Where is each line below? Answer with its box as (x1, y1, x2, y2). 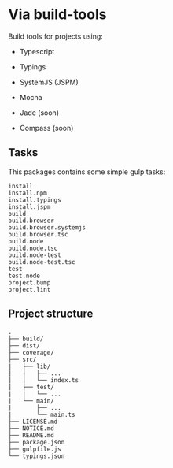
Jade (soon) (19, 108, 59, 117)
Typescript (19, 46, 55, 56)
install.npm (8, 189, 47, 197)
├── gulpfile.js (8, 445, 61, 453)
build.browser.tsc (8, 230, 68, 238)
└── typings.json (8, 451, 65, 460)
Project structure (8, 307, 94, 321)
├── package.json (8, 438, 65, 446)
